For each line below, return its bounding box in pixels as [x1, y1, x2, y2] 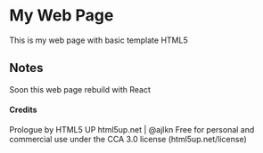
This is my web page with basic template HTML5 [9, 35, 189, 45]
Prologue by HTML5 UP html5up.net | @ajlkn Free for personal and [9, 124, 255, 134]
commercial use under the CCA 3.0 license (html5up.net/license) [9, 133, 247, 144]
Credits [9, 104, 37, 116]
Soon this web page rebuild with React [9, 84, 152, 94]
